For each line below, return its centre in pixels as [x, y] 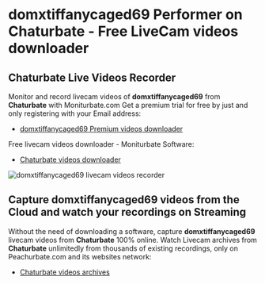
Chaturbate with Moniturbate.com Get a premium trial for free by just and [128, 105]
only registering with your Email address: [75, 113]
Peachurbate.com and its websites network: [80, 256]
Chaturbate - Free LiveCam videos [123, 31]
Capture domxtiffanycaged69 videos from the [124, 200]
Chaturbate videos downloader [70, 159]
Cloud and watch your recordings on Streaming [127, 212]
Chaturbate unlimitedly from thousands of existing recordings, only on [123, 248]
